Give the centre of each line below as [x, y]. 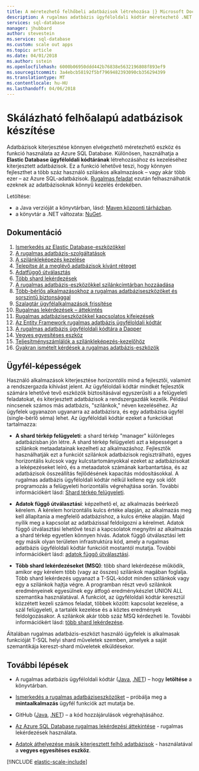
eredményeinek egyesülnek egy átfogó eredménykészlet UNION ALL [99, 591]
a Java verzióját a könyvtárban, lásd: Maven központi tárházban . [94, 207]
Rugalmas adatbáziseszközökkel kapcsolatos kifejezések [85, 316]
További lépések [37, 665]
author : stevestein [31, 34]
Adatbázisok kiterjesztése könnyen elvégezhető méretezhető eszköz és [94, 147]
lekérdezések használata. [46, 733]
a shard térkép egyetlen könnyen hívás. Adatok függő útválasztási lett [100, 535]
